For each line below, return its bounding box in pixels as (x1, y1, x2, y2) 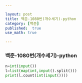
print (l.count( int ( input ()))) (5, 73, 68, 78)
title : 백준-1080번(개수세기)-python (5, 16, 76, 21)
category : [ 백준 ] (5, 21, 39, 26)
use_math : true (5, 30, 37, 35)
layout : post (5, 11, 32, 16)
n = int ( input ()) (5, 63, 37, 69)
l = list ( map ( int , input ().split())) (5, 68, 77, 73)
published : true (5, 25, 41, 30)
